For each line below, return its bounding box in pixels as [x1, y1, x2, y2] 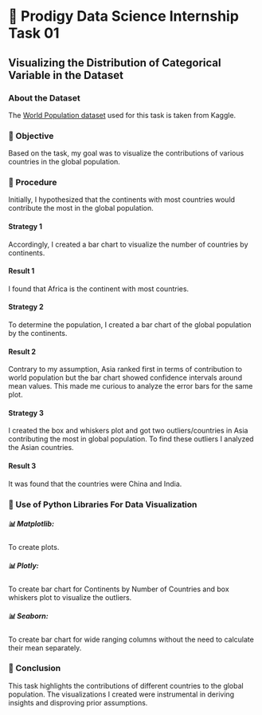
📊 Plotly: [8, 561, 40, 571]
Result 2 [8, 346, 37, 356]
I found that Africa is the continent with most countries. [8, 283, 190, 294]
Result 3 [8, 461, 37, 471]
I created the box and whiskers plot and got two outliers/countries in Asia [8, 426, 248, 436]
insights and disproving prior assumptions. [8, 697, 148, 707]
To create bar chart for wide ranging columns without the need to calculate [8, 634, 255, 644]
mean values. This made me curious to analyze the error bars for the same [8, 381, 253, 391]
